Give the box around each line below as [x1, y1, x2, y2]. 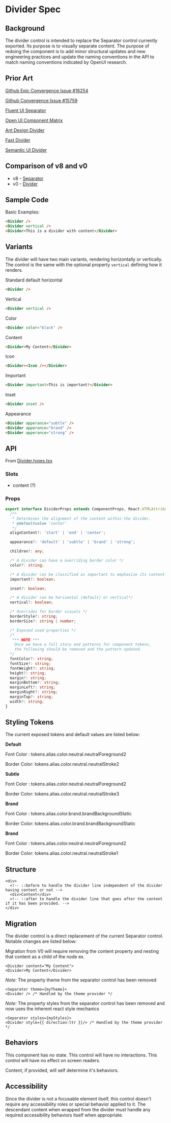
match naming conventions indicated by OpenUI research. [5, 59, 127, 65]
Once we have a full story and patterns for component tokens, [14, 642, 152, 647]
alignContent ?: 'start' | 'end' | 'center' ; [10, 530, 106, 535]
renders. [5, 267, 23, 273]
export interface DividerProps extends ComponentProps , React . [5, 507, 142, 512]
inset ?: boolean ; [10, 586, 47, 591]
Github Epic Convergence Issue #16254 [5, 87, 89, 93]
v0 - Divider [12, 180, 38, 187]
